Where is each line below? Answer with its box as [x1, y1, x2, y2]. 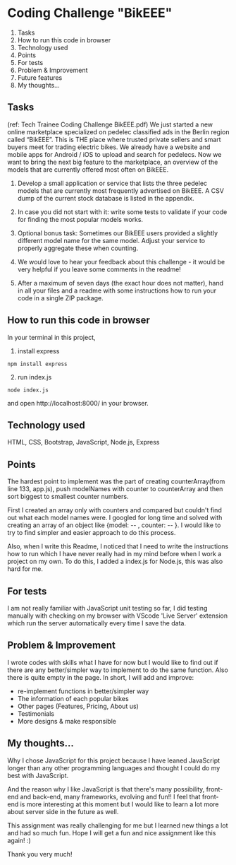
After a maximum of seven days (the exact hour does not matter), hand [17, 278, 224, 287]
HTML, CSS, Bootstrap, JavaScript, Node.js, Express [7, 438, 160, 447]
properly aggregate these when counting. [17, 244, 139, 252]
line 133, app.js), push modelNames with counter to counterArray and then [7, 485, 223, 493]
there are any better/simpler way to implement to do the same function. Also [7, 666, 229, 674]
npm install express [7, 360, 68, 367]
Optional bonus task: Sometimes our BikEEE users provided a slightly [17, 228, 218, 237]
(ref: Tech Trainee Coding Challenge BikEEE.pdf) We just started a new [7, 120, 213, 129]
